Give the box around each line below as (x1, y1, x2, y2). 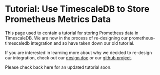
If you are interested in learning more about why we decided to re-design (5, 50, 152, 56)
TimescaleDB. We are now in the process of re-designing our (5, 35, 128, 41)
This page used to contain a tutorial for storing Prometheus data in (5, 30, 139, 36)
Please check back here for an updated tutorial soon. (5, 64, 112, 70)
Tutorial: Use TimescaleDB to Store (5, 3, 150, 15)
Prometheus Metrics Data (5, 14, 111, 25)
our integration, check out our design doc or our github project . (5, 55, 133, 60)
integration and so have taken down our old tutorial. (31, 40, 135, 46)
